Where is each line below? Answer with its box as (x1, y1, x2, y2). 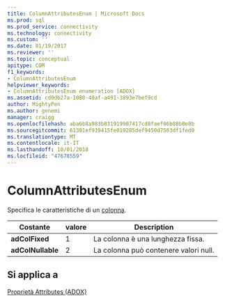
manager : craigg (7, 114, 54, 121)
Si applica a (7, 269, 59, 281)
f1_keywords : (7, 68, 45, 75)
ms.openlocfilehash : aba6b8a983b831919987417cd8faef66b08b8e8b (7, 120, 195, 127)
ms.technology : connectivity (7, 29, 92, 37)
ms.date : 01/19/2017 (7, 42, 68, 49)
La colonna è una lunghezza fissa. (93, 234, 205, 244)
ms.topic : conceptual (7, 56, 70, 63)
